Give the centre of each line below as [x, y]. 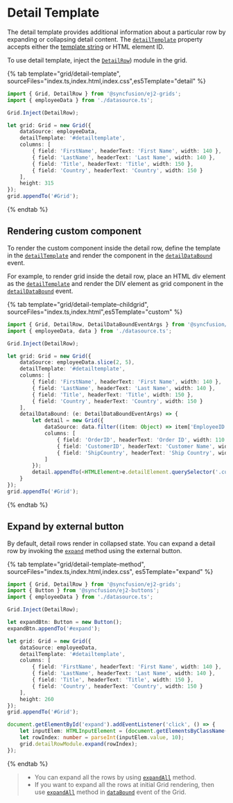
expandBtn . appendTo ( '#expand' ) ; [54, 628]
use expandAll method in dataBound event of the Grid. [110, 792]
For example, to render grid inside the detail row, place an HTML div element [116, 276]
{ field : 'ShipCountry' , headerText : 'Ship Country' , [136, 453]
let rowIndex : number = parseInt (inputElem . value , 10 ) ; [102, 738]
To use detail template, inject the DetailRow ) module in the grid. [97, 60]
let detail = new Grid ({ [68, 421]
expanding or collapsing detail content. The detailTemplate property [105, 39]
